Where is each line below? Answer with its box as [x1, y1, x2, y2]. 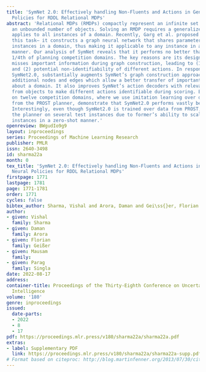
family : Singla [12, 265, 51, 271]
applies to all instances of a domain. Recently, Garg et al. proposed [12, 32, 199, 38]
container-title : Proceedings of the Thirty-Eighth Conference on [6, 283, 180, 289]
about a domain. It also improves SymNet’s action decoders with [12, 83, 183, 89]
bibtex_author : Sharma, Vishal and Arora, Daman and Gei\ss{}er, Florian [6, 203, 199, 209]
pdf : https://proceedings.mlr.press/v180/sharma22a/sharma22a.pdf [6, 333, 180, 340]
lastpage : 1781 [6, 180, 45, 186]
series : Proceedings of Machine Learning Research [6, 134, 139, 141]
